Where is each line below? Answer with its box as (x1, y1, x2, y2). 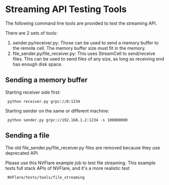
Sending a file (5, 131, 50, 140)
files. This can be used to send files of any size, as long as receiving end (12, 55, 164, 61)
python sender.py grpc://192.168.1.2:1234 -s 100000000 (7, 117, 128, 122)
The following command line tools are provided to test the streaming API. (5, 20, 157, 26)
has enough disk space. (12, 61, 63, 67)
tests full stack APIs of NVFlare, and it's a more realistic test (5, 165, 130, 171)
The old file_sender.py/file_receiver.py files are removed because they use (5, 145, 160, 151)
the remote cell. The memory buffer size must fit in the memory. (12, 45, 146, 51)
